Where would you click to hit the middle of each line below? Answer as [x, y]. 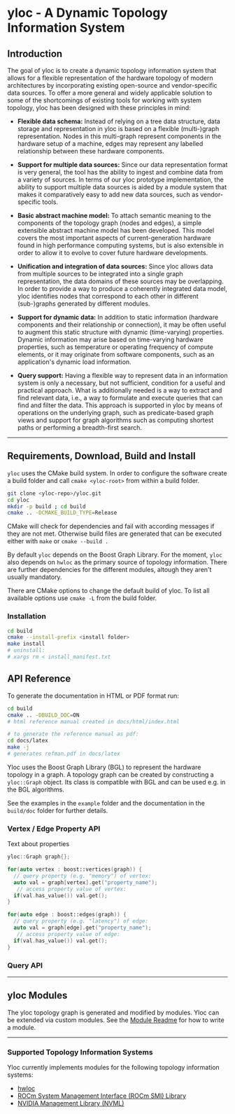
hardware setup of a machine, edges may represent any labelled [110, 144]
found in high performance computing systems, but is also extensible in [120, 245]
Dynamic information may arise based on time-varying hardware [110, 339]
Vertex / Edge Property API [54, 829]
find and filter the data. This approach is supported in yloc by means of [120, 405]
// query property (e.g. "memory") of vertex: [83, 876]
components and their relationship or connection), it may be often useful [122, 325]
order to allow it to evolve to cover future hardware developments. [113, 253]
